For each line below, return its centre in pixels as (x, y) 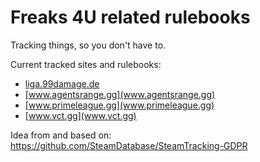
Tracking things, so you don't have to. (88, 45)
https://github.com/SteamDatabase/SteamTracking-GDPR (129, 145)
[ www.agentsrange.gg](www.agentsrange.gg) (120, 94)
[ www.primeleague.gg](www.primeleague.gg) (119, 105)
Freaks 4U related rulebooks (130, 17)
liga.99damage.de (62, 83)
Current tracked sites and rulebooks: (86, 64)
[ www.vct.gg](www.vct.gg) (80, 115)
